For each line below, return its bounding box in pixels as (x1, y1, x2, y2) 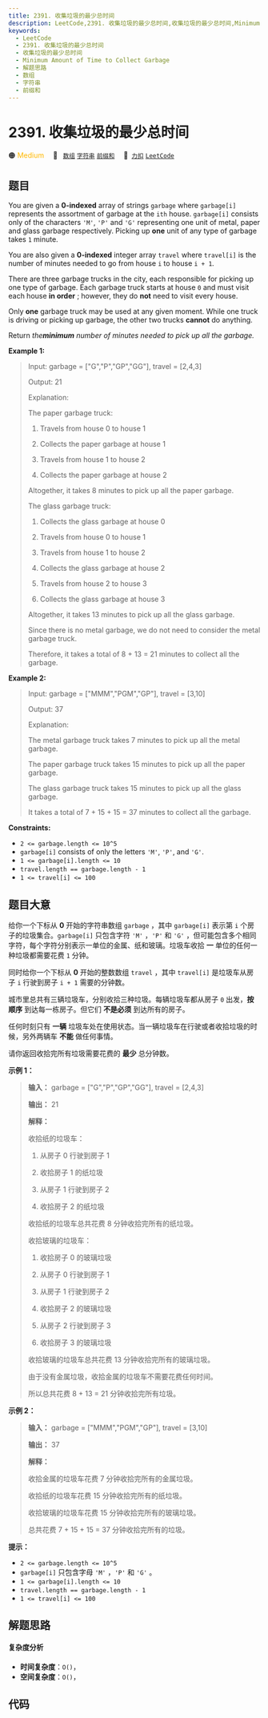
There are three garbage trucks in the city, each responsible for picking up (8, 274, 254, 284)
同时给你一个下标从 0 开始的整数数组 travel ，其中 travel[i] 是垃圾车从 (8, 967, 247, 977)
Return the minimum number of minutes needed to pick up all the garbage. (8, 331, 254, 340)
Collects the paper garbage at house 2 (39, 470, 167, 480)
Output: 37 (27, 704, 64, 714)
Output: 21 (27, 377, 62, 387)
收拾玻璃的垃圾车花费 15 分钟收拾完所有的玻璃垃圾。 (27, 1507, 201, 1517)
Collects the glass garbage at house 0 (39, 517, 166, 527)
